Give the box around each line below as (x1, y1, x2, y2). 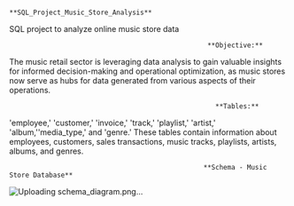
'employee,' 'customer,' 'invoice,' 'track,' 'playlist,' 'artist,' (9, 117, 216, 128)
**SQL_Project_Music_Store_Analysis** (9, 8, 152, 17)
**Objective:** (206, 41, 264, 50)
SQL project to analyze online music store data (9, 24, 180, 34)
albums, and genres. (9, 146, 84, 156)
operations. (9, 85, 51, 95)
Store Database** (9, 170, 73, 179)
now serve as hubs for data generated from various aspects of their (9, 75, 257, 85)
